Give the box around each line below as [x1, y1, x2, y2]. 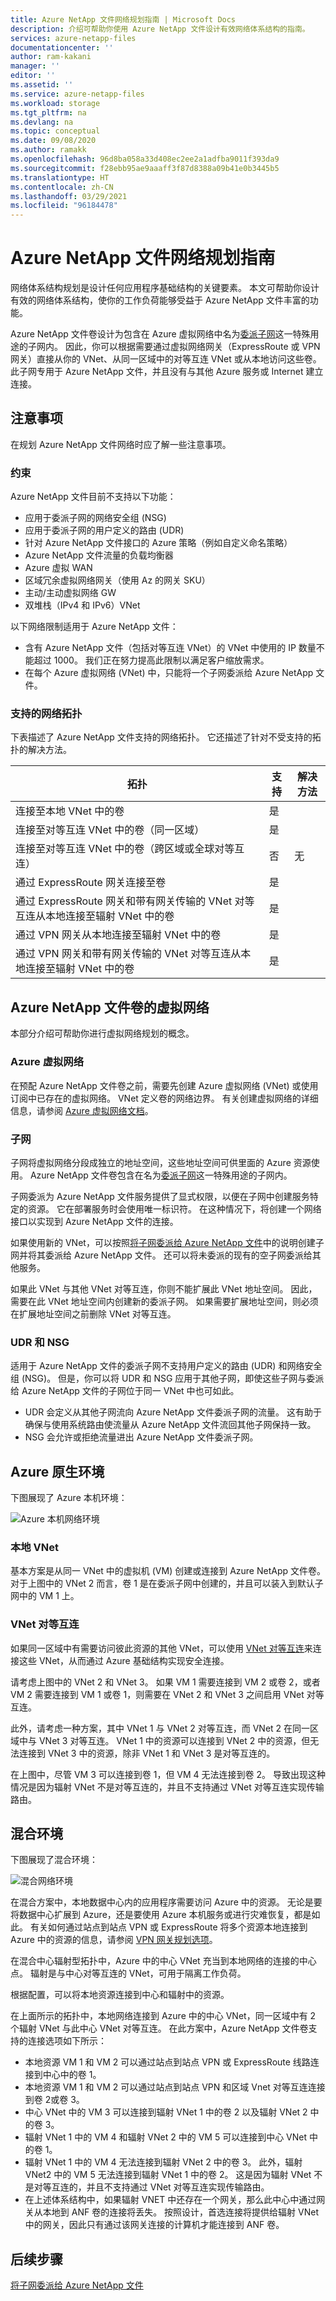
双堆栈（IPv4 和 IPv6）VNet [24, 599, 141, 611]
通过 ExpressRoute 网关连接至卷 [15, 876, 167, 890]
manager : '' [10, 61, 60, 71]
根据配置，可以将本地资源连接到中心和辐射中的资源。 [10, 1989, 230, 2001]
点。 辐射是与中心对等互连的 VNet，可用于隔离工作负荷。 [10, 1967, 247, 1980]
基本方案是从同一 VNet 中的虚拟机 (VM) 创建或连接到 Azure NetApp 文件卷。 [10, 1565, 326, 1577]
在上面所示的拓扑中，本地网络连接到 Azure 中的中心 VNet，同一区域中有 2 [10, 2010, 317, 2022]
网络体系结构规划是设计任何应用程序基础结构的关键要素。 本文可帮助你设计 [10, 282, 320, 294]
